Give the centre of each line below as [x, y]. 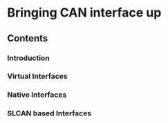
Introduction [28, 58]
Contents [28, 38]
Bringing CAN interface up [84, 13]
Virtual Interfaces [37, 76]
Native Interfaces [37, 95]
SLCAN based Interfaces [49, 113]
